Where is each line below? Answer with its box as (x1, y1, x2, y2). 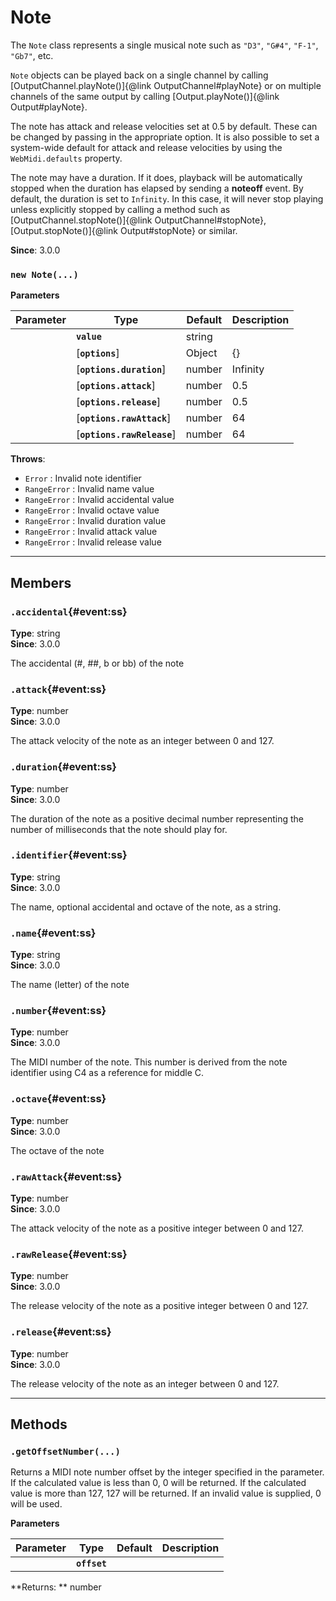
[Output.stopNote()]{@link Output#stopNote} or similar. (10, 224, 238, 236)
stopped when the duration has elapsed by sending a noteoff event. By (10, 182, 304, 194)
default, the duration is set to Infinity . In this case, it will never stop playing (10, 192, 324, 205)
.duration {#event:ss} (10, 760, 117, 774)
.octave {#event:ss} (10, 1092, 107, 1106)
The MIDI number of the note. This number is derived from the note (10, 1056, 288, 1068)
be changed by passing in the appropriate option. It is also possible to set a (10, 131, 320, 143)
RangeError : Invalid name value (24, 483, 155, 495)
